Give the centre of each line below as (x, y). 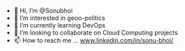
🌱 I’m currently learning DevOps (59, 25)
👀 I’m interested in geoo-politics (59, 18)
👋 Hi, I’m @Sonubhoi (43, 11)
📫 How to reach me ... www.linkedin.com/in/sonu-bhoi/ (94, 40)
